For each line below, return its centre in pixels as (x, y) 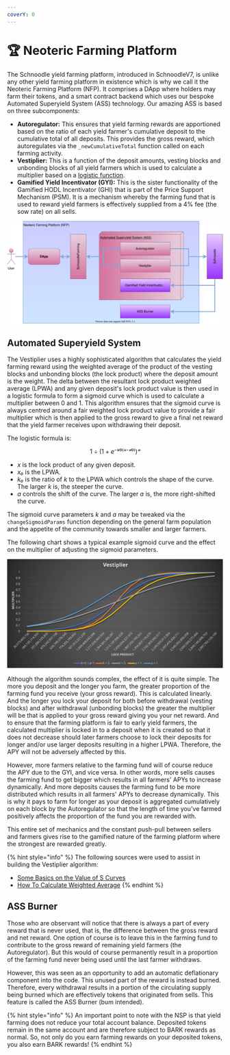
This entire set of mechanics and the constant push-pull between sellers (109, 829)
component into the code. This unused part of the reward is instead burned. (114, 980)
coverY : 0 (21, 14)
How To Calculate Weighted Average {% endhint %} (90, 885)
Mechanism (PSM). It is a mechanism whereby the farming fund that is (116, 197)
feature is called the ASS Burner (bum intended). (76, 1002)
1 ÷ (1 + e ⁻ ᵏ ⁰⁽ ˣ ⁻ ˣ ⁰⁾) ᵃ (115, 452)
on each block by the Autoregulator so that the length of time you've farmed (114, 809)
